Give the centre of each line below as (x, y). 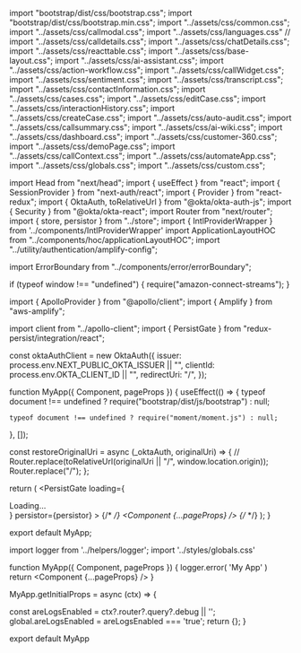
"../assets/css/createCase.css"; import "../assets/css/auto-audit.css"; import (150, 118)
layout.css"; (31, 61)
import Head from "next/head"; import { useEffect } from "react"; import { (145, 183)
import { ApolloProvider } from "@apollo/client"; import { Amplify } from (141, 301)
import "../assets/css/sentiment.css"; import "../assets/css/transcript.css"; (146, 79)
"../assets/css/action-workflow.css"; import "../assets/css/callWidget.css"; (147, 70)
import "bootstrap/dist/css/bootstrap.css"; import (101, 13)
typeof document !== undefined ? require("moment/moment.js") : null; (144, 418)
